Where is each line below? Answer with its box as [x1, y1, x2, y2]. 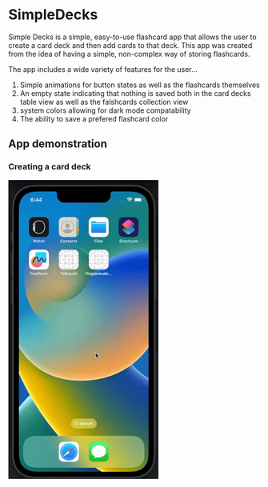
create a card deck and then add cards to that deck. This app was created [8, 40, 253, 50]
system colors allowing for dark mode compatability [19, 106, 191, 115]
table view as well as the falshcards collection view [19, 97, 189, 106]
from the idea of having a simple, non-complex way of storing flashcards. [8, 49, 250, 58]
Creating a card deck [8, 162, 91, 173]
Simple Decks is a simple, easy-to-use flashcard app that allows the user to [8, 32, 258, 42]
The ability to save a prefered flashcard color [19, 114, 169, 123]
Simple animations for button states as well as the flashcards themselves [19, 80, 260, 90]
